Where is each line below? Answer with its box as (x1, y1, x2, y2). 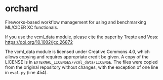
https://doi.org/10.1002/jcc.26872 (5, 39, 73, 45)
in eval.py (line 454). (5, 69, 48, 75)
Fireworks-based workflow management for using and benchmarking (5, 19, 147, 25)
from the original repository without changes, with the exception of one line (5, 64, 159, 70)
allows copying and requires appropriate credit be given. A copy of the (5, 53, 149, 59)
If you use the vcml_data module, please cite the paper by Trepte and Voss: (5, 34, 159, 40)
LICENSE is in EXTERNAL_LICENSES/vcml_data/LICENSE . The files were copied (5, 59, 158, 65)
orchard (5, 3, 39, 14)
